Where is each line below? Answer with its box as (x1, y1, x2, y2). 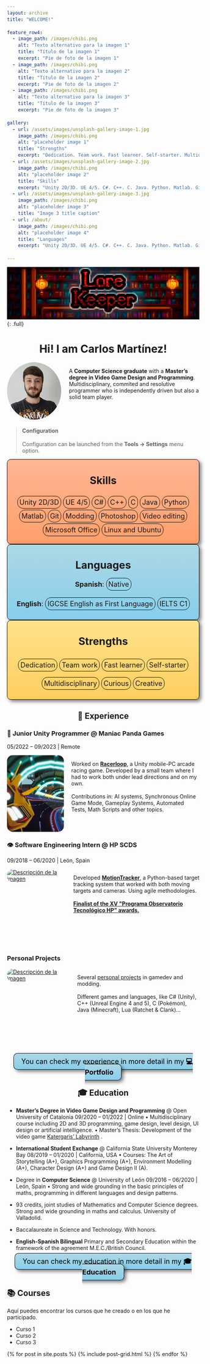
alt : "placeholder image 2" (18, 172, 89, 178)
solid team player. (68, 393, 114, 401)
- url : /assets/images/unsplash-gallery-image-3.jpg (12, 191, 150, 197)
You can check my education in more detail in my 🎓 (23, 1257, 192, 1266)
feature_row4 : (7, 29, 43, 36)
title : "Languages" (18, 236, 68, 242)
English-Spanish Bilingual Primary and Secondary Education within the (15, 1238, 197, 1245)
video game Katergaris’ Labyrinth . (15, 1133, 103, 1140)
